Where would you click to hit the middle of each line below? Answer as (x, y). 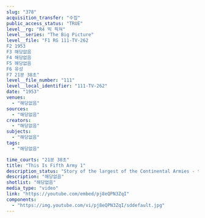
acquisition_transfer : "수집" (43, 18)
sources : (17, 109)
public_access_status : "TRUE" (45, 23)
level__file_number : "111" (41, 80)
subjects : (19, 132)
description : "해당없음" (35, 177)
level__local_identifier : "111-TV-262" (57, 86)
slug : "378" (21, 12)
